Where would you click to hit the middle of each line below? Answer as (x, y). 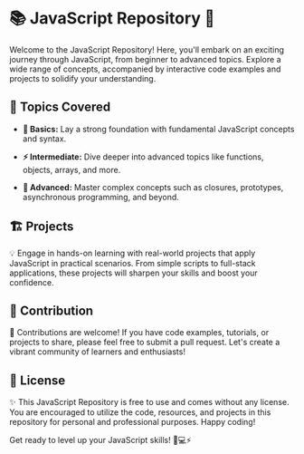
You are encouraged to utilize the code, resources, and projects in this (140, 412)
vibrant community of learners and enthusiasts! (97, 352)
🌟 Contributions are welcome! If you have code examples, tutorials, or (139, 333)
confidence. (32, 282)
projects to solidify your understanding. (83, 78)
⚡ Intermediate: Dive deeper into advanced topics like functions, (143, 157)
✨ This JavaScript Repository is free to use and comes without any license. (149, 402)
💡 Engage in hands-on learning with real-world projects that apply (133, 253)
